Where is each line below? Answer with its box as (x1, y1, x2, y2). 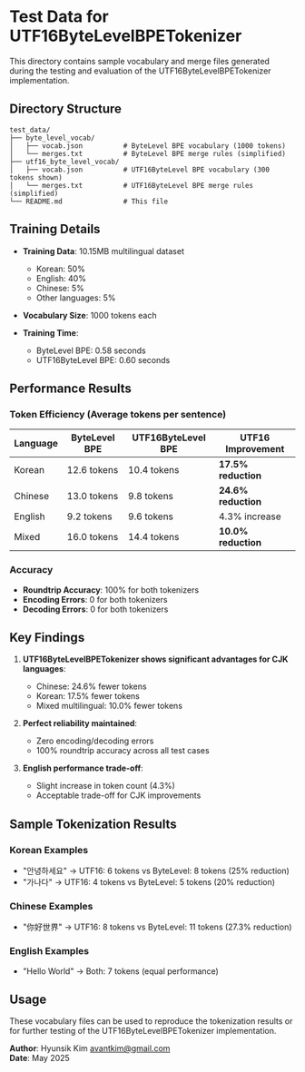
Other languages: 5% (35, 292, 116, 303)
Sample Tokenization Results (9, 816, 177, 831)
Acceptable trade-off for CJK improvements (35, 790, 202, 801)
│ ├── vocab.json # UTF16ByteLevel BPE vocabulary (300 (9, 165, 271, 174)
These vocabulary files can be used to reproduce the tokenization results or (9, 1016, 293, 1027)
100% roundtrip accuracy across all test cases (35, 745, 211, 756)
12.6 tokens (66, 464, 119, 477)
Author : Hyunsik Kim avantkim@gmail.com (9, 1043, 171, 1054)
